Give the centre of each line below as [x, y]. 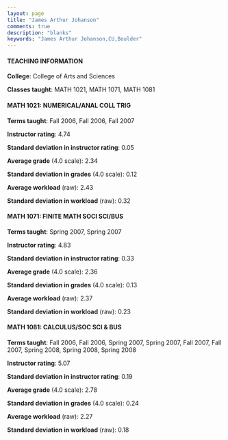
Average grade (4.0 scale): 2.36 [52, 272]
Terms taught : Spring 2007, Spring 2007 [64, 232]
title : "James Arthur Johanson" [53, 20]
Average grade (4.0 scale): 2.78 [52, 390]
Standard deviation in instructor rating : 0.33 [71, 258]
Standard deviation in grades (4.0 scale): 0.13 [72, 285]
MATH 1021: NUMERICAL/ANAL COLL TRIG [69, 105]
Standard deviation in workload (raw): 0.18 [68, 430]
